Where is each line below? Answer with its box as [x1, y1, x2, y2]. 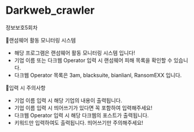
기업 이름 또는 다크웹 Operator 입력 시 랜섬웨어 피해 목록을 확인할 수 [14, 56, 173, 64]
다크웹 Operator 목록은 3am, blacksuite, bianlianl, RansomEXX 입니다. [14, 71, 182, 78]
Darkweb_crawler [5, 4, 95, 17]
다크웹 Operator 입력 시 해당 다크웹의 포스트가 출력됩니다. [14, 111, 149, 119]
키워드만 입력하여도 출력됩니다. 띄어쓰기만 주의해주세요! [14, 119, 143, 126]
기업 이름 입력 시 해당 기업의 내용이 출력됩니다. [14, 96, 123, 104]
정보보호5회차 [5, 24, 38, 31]
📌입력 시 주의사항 [5, 84, 46, 91]
